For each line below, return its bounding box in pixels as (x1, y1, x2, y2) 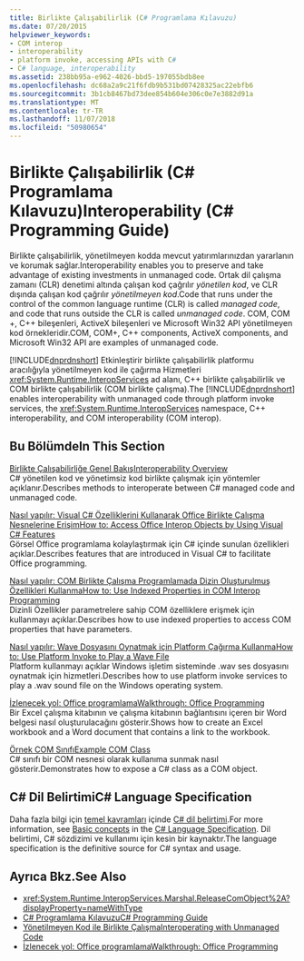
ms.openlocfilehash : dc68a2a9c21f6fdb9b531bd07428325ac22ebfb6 (9, 81, 254, 90)
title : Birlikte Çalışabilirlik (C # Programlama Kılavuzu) (9, 13, 238, 23)
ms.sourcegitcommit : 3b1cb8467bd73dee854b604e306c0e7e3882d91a (9, 89, 254, 98)
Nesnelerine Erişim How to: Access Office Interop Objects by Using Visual (9, 519, 284, 530)
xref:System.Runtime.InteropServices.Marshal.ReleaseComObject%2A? (22, 893, 290, 904)
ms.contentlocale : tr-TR (9, 106, 103, 115)
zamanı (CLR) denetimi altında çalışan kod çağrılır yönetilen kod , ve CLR (9, 279, 279, 290)
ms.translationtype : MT (9, 97, 100, 107)
